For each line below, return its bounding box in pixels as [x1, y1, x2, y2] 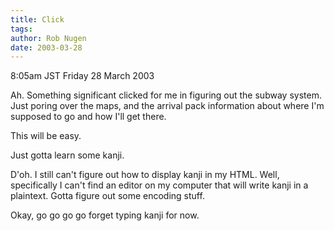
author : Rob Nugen [10, 33, 87, 43]
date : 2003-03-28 [10, 42, 83, 53]
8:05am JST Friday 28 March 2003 [10, 70, 155, 82]
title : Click [10, 14, 65, 25]
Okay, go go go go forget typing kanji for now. [10, 209, 200, 221]
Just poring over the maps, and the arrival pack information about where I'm [10, 100, 325, 112]
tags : [10, 24, 33, 34]
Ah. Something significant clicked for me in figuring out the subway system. [10, 89, 322, 101]
